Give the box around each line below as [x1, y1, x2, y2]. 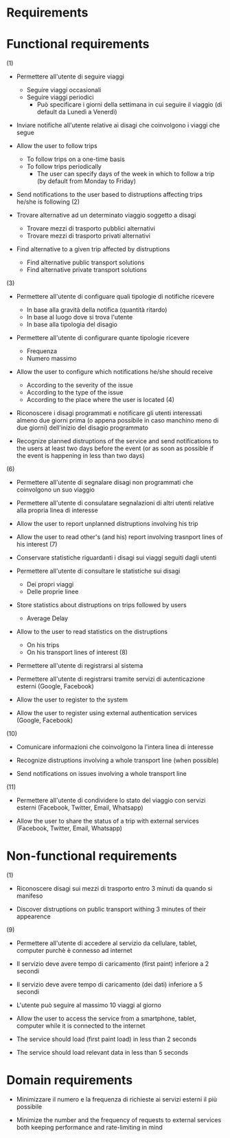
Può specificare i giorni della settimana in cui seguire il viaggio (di [36, 101, 222, 109]
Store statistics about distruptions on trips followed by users [16, 601, 187, 609]
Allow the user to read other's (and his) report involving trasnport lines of [16, 533, 223, 541]
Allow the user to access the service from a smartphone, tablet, [16, 1014, 196, 1023]
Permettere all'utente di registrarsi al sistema [16, 662, 143, 670]
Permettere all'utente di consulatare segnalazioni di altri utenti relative [16, 499, 214, 507]
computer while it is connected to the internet [16, 1022, 146, 1030]
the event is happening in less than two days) [16, 452, 145, 460]
